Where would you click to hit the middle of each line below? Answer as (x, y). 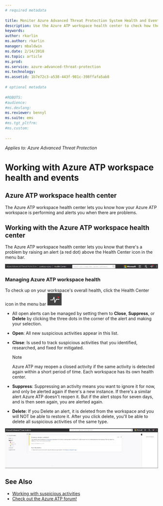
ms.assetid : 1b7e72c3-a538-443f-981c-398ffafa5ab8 (57, 77)
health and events (42, 178)
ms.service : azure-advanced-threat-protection (53, 67)
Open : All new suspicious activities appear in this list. (65, 333)
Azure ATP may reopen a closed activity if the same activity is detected (83, 366)
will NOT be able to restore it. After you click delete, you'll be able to (80, 416)
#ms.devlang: (18, 108)
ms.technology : (20, 72)
